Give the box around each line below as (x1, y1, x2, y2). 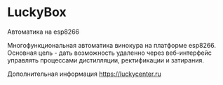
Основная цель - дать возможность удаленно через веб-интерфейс (7, 48, 212, 57)
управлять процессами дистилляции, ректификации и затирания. (7, 55, 205, 64)
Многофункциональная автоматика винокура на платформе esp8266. (7, 41, 216, 49)
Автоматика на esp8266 (7, 27, 80, 36)
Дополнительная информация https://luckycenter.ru (7, 70, 161, 78)
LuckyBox (7, 4, 67, 20)
